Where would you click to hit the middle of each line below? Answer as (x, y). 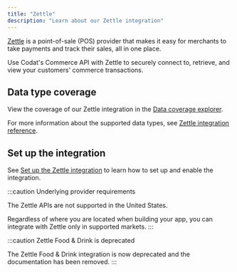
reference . (22, 131)
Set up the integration (57, 153)
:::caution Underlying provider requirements (72, 192)
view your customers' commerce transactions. (75, 70)
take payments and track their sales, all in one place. (84, 48)
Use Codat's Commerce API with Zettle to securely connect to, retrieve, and (118, 62)
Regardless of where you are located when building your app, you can (110, 219)
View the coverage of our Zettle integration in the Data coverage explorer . (115, 109)
